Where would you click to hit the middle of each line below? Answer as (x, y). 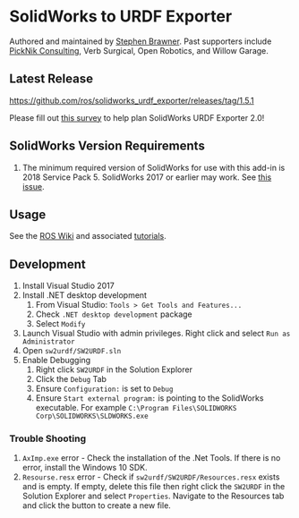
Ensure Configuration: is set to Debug (104, 389)
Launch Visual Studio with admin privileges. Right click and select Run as (156, 334)
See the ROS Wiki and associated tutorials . (88, 236)
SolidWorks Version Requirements (107, 146)
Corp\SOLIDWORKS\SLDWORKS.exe (92, 416)
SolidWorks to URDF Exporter (121, 17)
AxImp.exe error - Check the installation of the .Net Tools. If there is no (151, 458)
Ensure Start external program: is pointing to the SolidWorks (149, 398)
